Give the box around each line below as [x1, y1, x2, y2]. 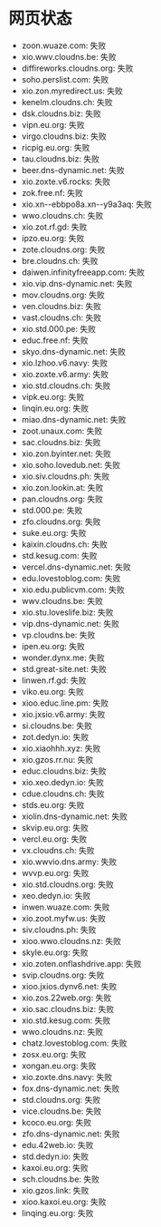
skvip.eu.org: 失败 [21, 822, 90, 833]
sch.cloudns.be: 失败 [21, 1173, 100, 1184]
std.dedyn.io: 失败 [21, 1151, 90, 1162]
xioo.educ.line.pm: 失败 [21, 697, 109, 708]
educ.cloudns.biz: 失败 [21, 765, 107, 776]
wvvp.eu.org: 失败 [21, 867, 90, 878]
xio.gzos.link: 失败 [21, 1184, 90, 1195]
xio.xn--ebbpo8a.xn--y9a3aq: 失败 [21, 199, 153, 209]
